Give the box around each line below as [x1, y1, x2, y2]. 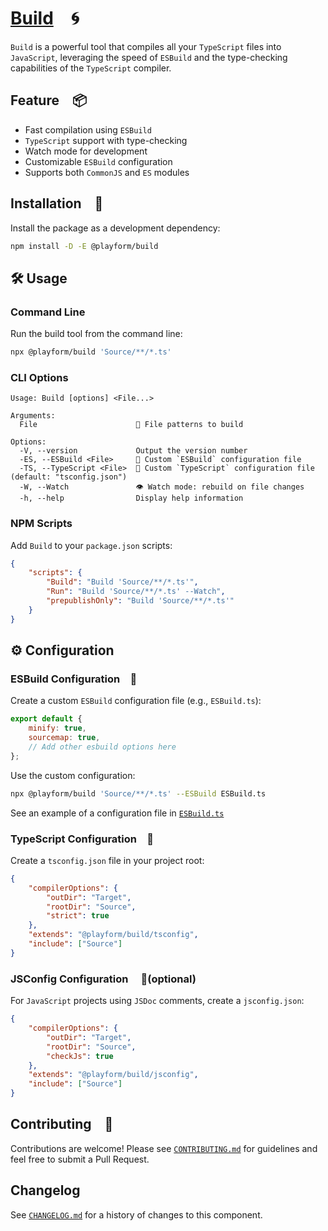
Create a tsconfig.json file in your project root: [10, 854, 205, 866]
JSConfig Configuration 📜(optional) [10, 972, 197, 986]
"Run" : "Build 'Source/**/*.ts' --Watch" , [46, 587, 226, 597]
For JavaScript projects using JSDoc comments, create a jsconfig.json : [10, 995, 305, 1007]
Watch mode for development [24, 145, 148, 157]
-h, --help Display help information [19, 493, 244, 504]
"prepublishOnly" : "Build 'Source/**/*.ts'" [46, 596, 235, 606]
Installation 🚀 [10, 195, 104, 212]
